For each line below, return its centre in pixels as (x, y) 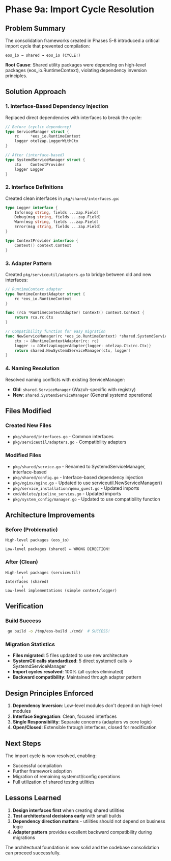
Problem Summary (35, 28)
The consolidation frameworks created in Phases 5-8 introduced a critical (82, 40)
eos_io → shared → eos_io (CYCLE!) (43, 55)
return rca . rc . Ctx (34, 318)
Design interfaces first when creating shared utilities (68, 810)
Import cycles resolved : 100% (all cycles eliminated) (68, 672)
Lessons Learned (33, 798)
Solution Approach (36, 92)
